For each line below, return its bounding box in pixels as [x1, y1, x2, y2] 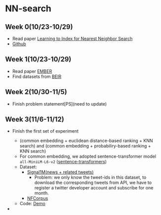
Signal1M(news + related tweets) [27, 169, 94, 175]
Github [12, 41, 26, 47]
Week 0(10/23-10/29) [5, 23, 73, 31]
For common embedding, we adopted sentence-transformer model [19, 153, 157, 159]
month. [34, 190, 49, 196]
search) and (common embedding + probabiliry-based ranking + [19, 143, 152, 149]
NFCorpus [27, 195, 48, 201]
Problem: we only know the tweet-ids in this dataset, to [34, 175, 147, 180]
